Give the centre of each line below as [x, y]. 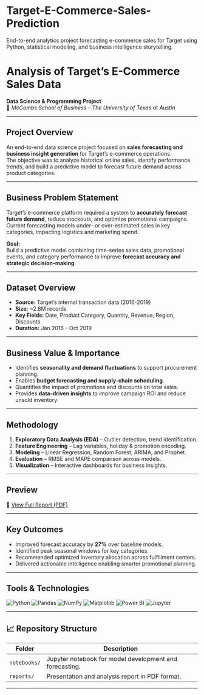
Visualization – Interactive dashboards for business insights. [91, 465]
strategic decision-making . [41, 263]
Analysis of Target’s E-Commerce [93, 71]
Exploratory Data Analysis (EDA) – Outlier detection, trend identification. [106, 439]
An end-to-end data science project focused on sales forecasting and [95, 147]
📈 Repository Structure [52, 628]
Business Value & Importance [63, 353]
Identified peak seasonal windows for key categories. [82, 550]
